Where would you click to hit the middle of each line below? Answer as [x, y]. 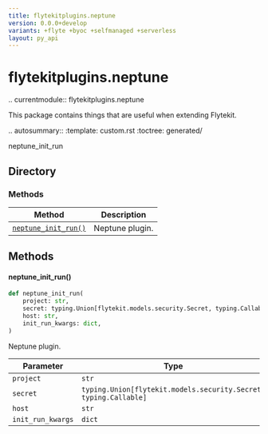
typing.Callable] [114, 397]
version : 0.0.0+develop [48, 23]
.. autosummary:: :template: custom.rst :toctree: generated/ [105, 131]
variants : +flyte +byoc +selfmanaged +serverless [93, 30]
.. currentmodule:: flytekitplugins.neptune [77, 100]
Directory [32, 171]
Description [124, 214]
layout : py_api [33, 38]
